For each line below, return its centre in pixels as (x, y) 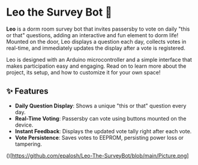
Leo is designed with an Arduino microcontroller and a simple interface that (99, 59)
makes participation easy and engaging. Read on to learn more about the (96, 66)
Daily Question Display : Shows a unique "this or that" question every (100, 106)
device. (24, 125)
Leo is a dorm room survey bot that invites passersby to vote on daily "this (98, 29)
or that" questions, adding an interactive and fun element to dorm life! (92, 35)
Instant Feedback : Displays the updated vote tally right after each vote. (103, 131)
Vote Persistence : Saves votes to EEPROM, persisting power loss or (99, 137)
